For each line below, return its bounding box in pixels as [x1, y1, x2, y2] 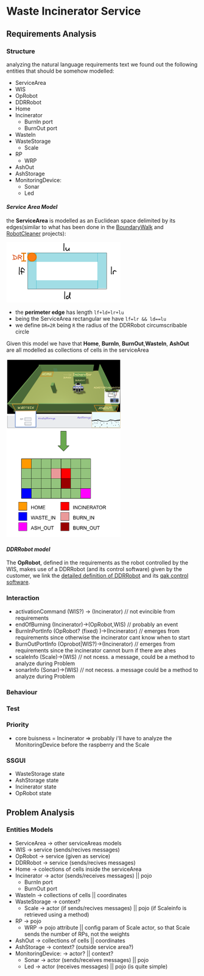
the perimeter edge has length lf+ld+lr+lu [15, 308, 124, 316]
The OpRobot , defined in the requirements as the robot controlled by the [6, 559, 189, 566]
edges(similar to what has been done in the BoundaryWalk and [6, 224, 164, 231]
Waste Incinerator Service [6, 4, 141, 18]
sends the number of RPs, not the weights [24, 930, 130, 938]
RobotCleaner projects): [6, 230, 66, 238]
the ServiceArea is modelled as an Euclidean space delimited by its [6, 217, 175, 224]
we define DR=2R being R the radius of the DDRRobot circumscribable [15, 322, 188, 329]
